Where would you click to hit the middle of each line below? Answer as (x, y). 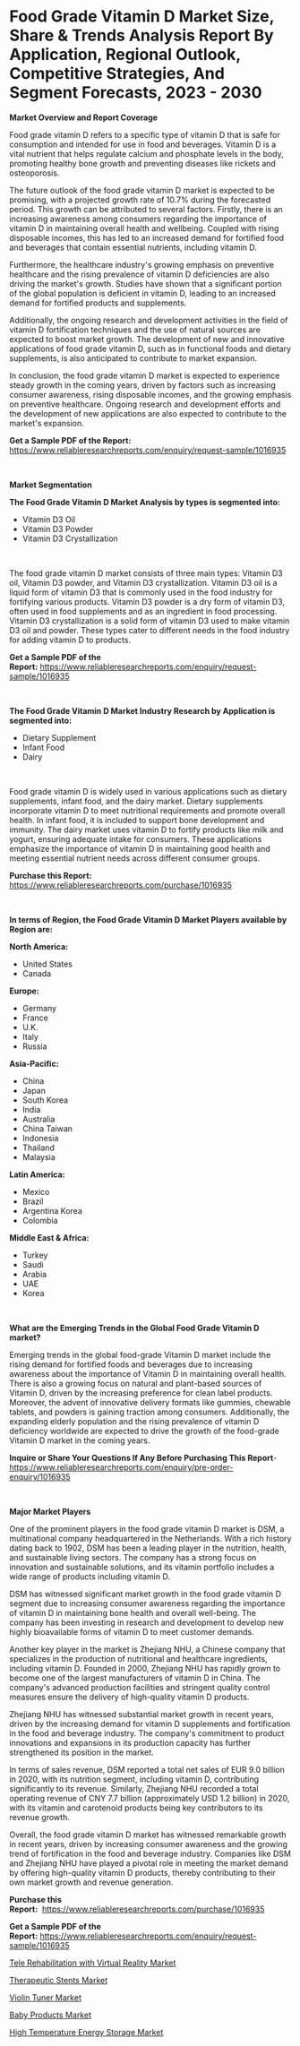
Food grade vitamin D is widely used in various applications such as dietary (148, 791)
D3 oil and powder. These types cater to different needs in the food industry (150, 630)
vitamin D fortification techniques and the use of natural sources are (135, 330)
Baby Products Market (51, 2015)
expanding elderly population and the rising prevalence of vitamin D (134, 1421)
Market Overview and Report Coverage (84, 117)
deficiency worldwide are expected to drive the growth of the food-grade (144, 1431)
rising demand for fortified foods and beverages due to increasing (131, 1364)
